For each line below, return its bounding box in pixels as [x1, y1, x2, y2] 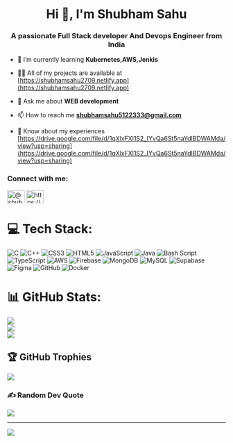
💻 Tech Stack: [7, 221, 93, 237]
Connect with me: [7, 174, 69, 183]
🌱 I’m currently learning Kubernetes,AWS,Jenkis [17, 56, 158, 64]
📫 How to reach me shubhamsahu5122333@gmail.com [17, 111, 182, 119]
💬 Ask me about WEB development [17, 97, 119, 106]
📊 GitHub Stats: [7, 289, 102, 305]
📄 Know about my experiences [17, 127, 105, 135]
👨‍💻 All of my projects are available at [17, 69, 123, 77]
